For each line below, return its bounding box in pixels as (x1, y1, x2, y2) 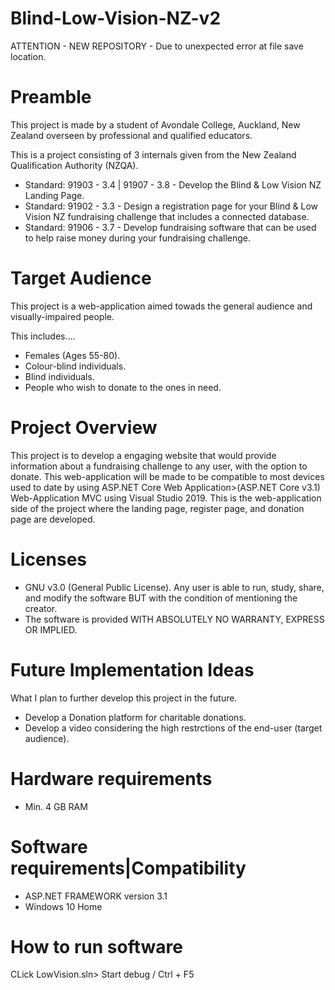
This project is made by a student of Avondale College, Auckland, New (10, 118, 301, 131)
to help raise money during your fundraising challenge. (24, 232, 252, 244)
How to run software (10, 935, 183, 958)
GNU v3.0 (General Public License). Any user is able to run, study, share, (24, 581, 325, 593)
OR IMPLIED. (24, 623, 78, 636)
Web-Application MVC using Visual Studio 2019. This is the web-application (10, 492, 322, 504)
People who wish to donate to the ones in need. (24, 381, 222, 393)
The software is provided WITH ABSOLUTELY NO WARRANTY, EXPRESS (24, 613, 325, 625)
